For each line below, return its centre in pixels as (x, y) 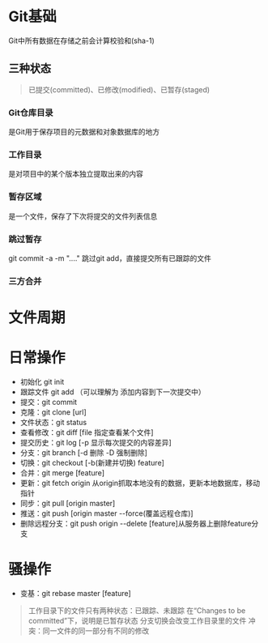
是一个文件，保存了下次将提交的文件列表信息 (83, 216)
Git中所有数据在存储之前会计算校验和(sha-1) (82, 40)
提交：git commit (49, 402)
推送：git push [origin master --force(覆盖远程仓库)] (106, 513)
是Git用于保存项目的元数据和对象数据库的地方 (84, 132)
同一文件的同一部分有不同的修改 (96, 630)
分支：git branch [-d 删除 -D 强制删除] (84, 452)
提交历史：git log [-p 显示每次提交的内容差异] (96, 442)
